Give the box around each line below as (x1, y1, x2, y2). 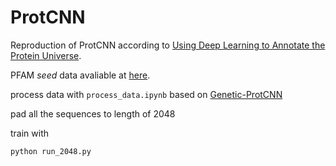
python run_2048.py (10, 146, 92, 156)
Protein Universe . (10, 49, 82, 61)
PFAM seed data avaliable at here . (10, 69, 151, 81)
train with (10, 127, 50, 139)
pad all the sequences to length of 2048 (10, 107, 176, 120)
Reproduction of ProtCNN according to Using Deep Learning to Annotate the (10, 39, 326, 51)
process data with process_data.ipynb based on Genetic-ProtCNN (10, 88, 283, 100)
